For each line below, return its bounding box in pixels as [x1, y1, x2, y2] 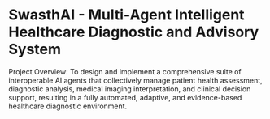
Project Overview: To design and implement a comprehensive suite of [8, 66, 242, 76]
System [8, 40, 62, 58]
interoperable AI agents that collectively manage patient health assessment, [8, 75, 263, 85]
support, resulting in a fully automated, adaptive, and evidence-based [8, 92, 242, 102]
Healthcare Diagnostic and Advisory [8, 23, 259, 41]
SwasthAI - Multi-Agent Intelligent [8, 6, 246, 24]
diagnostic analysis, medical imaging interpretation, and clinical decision [8, 83, 251, 94]
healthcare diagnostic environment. [8, 101, 128, 111]
